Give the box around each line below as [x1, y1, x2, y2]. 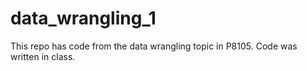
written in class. [10, 50, 76, 62]
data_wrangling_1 [10, 7, 157, 30]
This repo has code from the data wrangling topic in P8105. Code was [10, 40, 298, 52]
